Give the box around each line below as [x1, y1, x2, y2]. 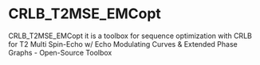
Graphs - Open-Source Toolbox [8, 48, 112, 57]
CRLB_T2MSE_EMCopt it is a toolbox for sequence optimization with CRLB [8, 31, 253, 40]
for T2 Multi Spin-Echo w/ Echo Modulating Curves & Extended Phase [8, 39, 238, 48]
